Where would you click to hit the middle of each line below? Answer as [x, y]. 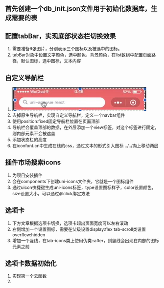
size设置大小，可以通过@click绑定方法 [51, 193]
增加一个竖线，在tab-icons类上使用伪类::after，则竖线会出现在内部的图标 [86, 240]
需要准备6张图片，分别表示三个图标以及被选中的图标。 [67, 49]
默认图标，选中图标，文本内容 [51, 61]
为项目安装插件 [27, 175]
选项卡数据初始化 [31, 263]
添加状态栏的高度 [29, 140]
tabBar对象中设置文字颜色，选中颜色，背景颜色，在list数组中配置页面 [82, 55]
